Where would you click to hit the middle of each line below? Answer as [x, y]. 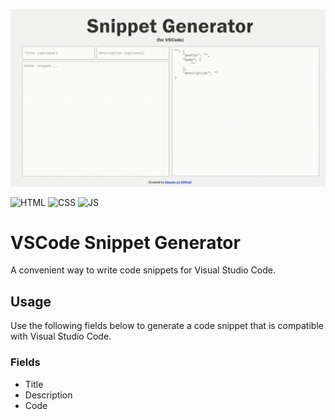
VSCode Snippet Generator [125, 242]
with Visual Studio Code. [61, 336]
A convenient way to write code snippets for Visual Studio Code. [143, 270]
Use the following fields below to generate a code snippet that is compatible [167, 326]
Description [48, 395]
